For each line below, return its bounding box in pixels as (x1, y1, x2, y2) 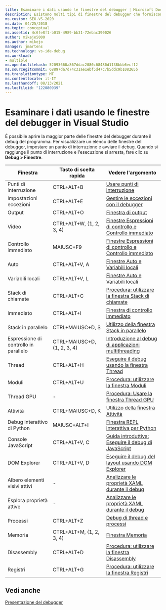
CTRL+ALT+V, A (52, 261, 89, 268)
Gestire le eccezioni (106, 195, 152, 202)
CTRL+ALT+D (52, 549, 84, 556)
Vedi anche (5, 586, 41, 595)
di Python (7, 425, 30, 432)
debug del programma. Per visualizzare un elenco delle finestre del (5, 139, 142, 145)
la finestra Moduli (106, 382, 147, 389)
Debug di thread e (106, 515, 148, 522)
